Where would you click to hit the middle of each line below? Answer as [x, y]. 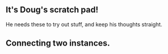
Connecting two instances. [58, 43]
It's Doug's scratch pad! [52, 10]
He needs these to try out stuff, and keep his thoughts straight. [84, 24]
